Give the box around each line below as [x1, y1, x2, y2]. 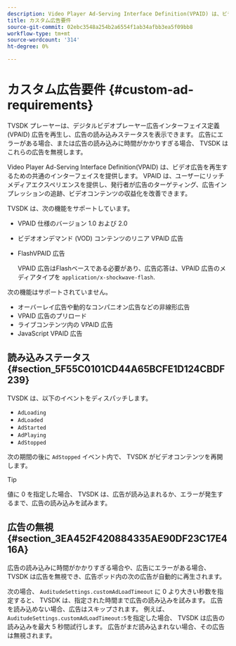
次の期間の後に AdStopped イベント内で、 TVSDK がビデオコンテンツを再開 [7, 452, 223, 461]
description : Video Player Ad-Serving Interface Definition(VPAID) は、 [7, 10, 223, 18]
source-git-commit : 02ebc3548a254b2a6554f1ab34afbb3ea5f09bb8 [7, 23, 193, 30]
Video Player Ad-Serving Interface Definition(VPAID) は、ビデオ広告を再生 [7, 163, 222, 171]
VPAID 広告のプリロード [17, 311, 87, 320]
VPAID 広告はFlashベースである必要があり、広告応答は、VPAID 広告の [17, 263, 220, 272]
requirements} [7, 97, 93, 113]
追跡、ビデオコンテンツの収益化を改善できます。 [50, 189, 192, 197]
